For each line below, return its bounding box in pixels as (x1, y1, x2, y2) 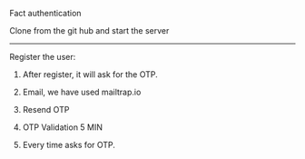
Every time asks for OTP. (22, 140, 116, 150)
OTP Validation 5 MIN (22, 122, 103, 133)
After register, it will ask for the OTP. (22, 69, 159, 80)
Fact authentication (9, 8, 82, 18)
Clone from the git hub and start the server (9, 25, 170, 35)
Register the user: (9, 52, 76, 62)
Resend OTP (22, 104, 70, 114)
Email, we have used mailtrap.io (22, 86, 142, 97)
